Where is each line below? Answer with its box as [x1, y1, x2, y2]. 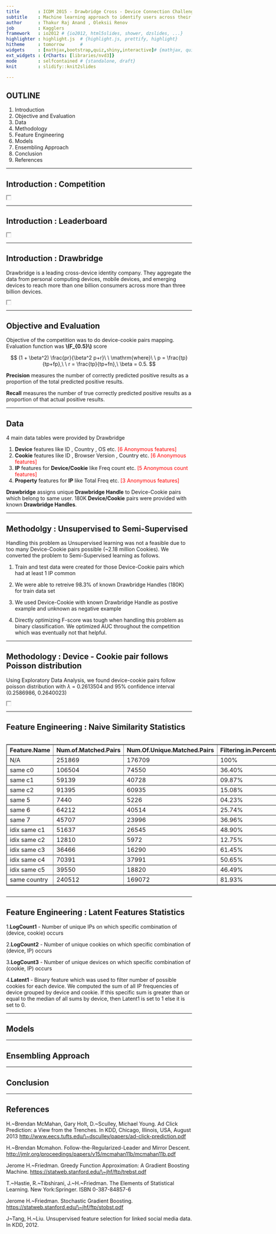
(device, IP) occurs [6, 947, 52, 954]
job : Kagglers [6, 25, 65, 31]
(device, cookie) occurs [6, 929, 64, 936]
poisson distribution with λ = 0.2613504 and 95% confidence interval [6, 683, 175, 690]
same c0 [9, 766, 34, 774]
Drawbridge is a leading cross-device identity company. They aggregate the [6, 269, 192, 276]
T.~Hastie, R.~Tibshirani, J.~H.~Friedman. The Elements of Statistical [6, 1179, 175, 1187]
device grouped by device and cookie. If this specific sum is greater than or [6, 988, 190, 995]
